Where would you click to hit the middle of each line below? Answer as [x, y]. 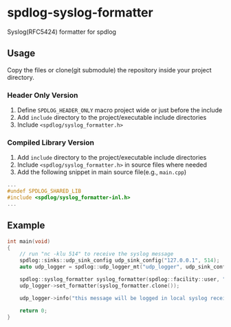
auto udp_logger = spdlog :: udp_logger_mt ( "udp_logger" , [101, 267]
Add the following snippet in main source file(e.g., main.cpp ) [102, 172]
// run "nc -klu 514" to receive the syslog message [97, 254]
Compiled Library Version [51, 143]
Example [26, 225]
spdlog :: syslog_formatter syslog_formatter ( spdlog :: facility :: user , [120, 279]
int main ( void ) [29, 241]
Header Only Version [43, 95]
